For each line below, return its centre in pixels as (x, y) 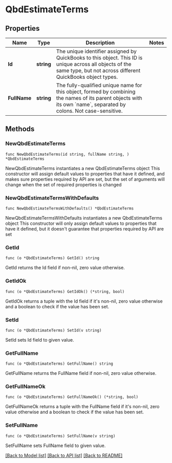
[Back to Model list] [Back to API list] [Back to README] (64, 455)
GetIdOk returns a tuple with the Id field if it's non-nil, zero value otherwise (84, 301)
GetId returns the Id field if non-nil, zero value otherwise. (65, 268)
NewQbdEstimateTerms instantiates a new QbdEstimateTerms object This (83, 168)
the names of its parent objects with (99, 98)
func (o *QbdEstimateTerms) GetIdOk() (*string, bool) (65, 291)
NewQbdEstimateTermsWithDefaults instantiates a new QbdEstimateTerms (84, 218)
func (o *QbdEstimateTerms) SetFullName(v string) (60, 436)
